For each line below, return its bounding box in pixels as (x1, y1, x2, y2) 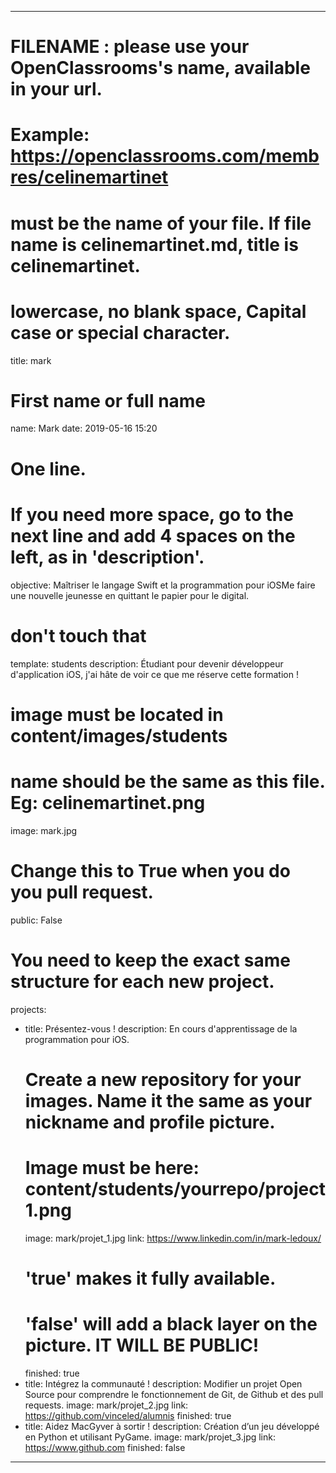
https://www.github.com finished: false (24, 1441, 186, 1453)
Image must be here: (24, 1156, 200, 1179)
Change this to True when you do (10, 859, 291, 882)
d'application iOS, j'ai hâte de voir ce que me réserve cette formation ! (10, 668, 299, 680)
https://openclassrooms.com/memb (10, 145, 320, 168)
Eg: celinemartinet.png (10, 791, 206, 814)
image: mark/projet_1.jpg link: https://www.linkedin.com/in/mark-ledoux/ (24, 1232, 322, 1244)
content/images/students (10, 724, 228, 747)
